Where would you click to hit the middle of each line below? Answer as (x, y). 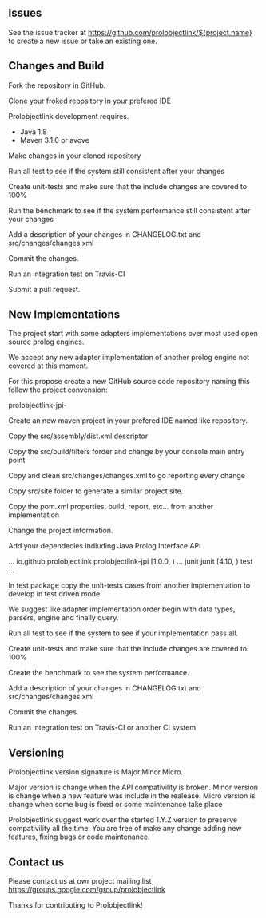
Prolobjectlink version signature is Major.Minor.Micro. (96, 772)
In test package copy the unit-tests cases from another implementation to (129, 585)
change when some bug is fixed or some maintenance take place (115, 805)
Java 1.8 (34, 132)
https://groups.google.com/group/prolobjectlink (87, 890)
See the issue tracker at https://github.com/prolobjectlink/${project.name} (131, 32)
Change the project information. (61, 531)
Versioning (36, 752)
